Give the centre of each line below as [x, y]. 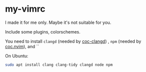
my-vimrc [25, 9]
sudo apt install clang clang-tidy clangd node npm [59, 65]
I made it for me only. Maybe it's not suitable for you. [58, 22]
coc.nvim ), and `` [22, 46]
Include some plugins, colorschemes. [43, 32]
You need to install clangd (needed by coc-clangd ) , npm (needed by [73, 41]
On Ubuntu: [17, 56]
